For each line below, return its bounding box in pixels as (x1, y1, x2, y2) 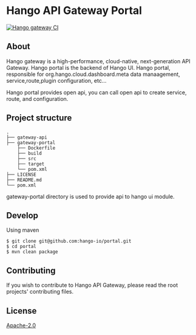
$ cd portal (6, 244, 36, 250)
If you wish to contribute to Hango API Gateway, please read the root (6, 281, 178, 289)
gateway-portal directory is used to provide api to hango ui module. (6, 193, 175, 200)
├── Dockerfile (17, 145, 56, 151)
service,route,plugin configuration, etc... (6, 77, 107, 84)
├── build (17, 150, 42, 156)
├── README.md (6, 177, 42, 183)
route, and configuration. (6, 95, 69, 102)
